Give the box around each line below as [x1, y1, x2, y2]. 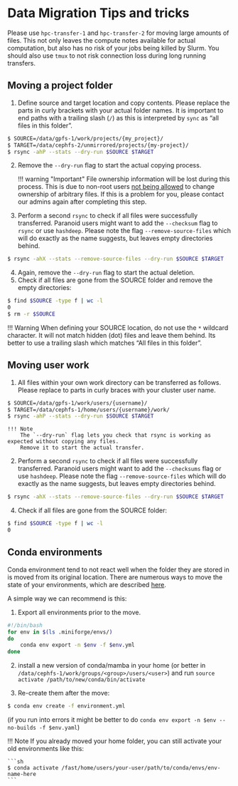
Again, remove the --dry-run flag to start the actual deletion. [17, 269, 195, 277]
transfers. [7, 58, 36, 67]
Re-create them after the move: [17, 689, 110, 698]
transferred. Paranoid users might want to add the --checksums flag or [17, 465, 222, 473]
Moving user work [7, 359, 90, 371]
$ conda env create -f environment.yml [7, 703, 126, 710]
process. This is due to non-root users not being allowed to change [17, 182, 215, 191]
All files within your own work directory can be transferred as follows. [17, 378, 222, 386]
